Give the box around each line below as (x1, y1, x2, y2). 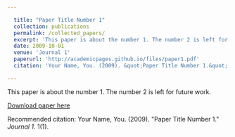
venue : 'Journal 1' (13, 49, 71, 56)
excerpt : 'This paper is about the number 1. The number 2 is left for (13, 36, 229, 43)
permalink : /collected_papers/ (13, 30, 106, 37)
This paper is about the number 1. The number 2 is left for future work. (7, 87, 212, 96)
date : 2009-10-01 (13, 43, 65, 50)
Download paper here (7, 101, 70, 110)
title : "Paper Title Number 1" (13, 16, 106, 23)
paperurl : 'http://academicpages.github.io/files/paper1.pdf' (13, 56, 200, 63)
